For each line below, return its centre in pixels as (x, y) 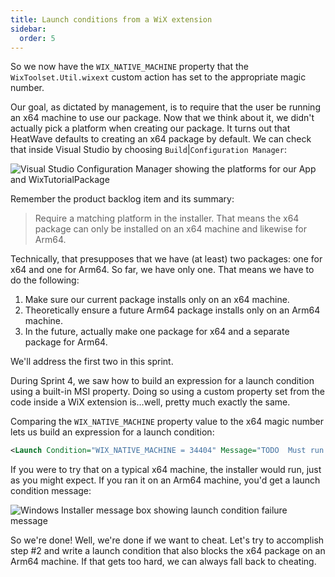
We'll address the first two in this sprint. (92, 362)
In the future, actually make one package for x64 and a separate (157, 332)
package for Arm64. (66, 342)
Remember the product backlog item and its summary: (122, 199)
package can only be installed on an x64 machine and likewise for (171, 229)
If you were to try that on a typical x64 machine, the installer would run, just (166, 470)
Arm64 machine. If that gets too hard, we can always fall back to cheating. (163, 562)
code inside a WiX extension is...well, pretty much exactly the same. (150, 402)
